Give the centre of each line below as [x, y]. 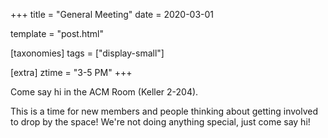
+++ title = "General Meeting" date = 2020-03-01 [112, 14]
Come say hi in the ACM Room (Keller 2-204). [104, 92]
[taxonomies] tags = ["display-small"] [87, 53]
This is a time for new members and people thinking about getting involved [164, 111]
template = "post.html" [57, 33]
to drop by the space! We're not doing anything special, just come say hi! [160, 122]
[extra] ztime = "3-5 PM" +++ [71, 72]
